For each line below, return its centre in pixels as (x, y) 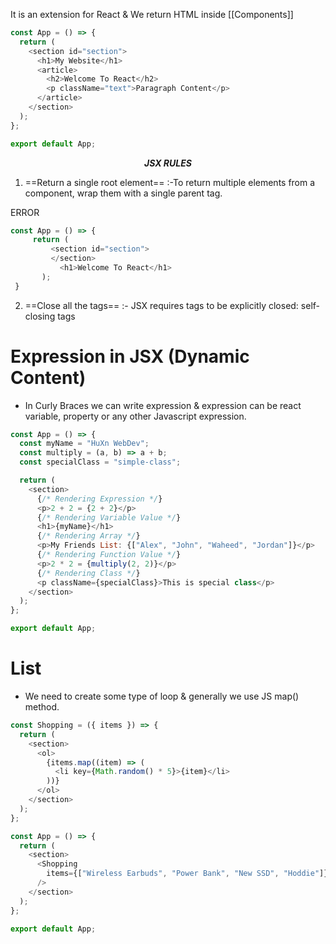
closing (40, 316)
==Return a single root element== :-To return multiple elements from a (170, 182)
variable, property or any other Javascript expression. (135, 416)
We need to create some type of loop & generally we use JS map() (162, 696)
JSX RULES (168, 163)
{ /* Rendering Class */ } (88, 573)
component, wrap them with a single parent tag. (123, 193)
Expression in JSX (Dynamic (130, 356)
